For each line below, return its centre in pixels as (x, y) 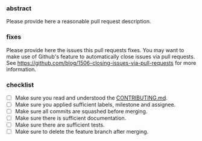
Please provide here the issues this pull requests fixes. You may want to (95, 50)
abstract (19, 8)
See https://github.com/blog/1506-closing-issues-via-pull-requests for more (101, 63)
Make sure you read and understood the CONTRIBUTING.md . (91, 98)
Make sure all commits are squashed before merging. (81, 112)
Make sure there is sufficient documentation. (71, 118)
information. (21, 69)
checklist (20, 85)
